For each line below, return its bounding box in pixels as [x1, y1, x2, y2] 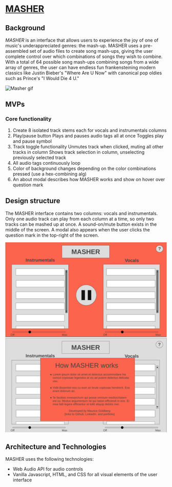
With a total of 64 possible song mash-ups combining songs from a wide [5, 59, 159, 65]
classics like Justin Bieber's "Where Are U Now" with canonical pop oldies [5, 70, 162, 76]
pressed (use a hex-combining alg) [12, 170, 87, 177]
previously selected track [12, 154, 67, 161]
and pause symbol [12, 138, 52, 144]
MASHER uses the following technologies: [5, 456, 94, 462]
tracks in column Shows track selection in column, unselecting [12, 149, 145, 155]
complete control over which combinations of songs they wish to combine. [5, 53, 163, 60]
